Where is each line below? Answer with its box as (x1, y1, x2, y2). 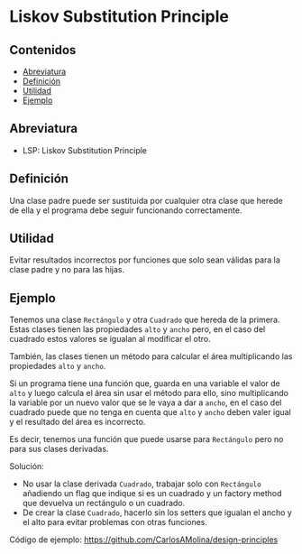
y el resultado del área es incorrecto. (9, 417, 146, 428)
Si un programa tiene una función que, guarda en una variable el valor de (9, 378, 281, 389)
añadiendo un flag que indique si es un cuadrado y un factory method (22, 488, 282, 499)
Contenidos (9, 42, 77, 58)
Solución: (9, 461, 45, 472)
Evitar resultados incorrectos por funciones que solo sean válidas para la (9, 254, 281, 265)
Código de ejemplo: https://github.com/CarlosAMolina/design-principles (9, 534, 279, 545)
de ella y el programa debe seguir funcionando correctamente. (9, 205, 243, 216)
